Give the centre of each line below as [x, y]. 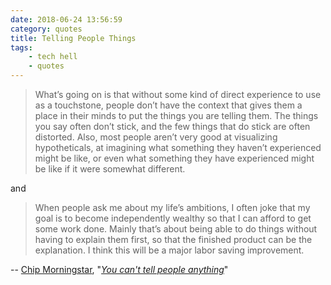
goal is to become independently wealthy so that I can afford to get [173, 218]
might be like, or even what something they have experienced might [174, 158]
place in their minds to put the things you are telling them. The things [176, 115]
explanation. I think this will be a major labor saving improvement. [169, 250]
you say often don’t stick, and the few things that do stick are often [172, 126]
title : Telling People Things [73, 38]
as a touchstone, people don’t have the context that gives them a [168, 105]
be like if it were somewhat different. [110, 169]
